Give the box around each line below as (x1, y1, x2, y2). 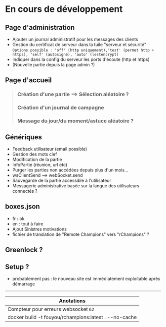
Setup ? (5, 263, 29, 271)
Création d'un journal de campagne (17, 104, 104, 111)
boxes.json (5, 202, 41, 211)
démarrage (12, 281, 36, 287)
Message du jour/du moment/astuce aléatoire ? (17, 117, 134, 124)
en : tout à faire (12, 220, 43, 226)
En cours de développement (5, 3, 123, 15)
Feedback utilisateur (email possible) (12, 146, 87, 152)
